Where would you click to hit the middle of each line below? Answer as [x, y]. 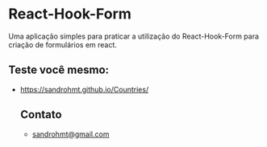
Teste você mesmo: [59, 70]
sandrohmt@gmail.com [71, 134]
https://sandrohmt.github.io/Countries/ [84, 89]
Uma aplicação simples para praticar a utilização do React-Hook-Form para [134, 36]
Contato [41, 114]
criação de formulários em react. [63, 44]
